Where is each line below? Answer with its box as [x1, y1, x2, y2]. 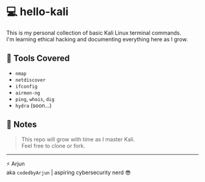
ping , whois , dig [15, 95, 55, 102]
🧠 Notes [6, 119, 37, 130]
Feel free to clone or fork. [21, 142, 85, 149]
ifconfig [15, 83, 38, 89]
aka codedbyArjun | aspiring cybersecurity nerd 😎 [6, 169, 131, 176]
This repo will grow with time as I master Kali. [21, 135, 135, 143]
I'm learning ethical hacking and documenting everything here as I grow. [6, 35, 188, 43]
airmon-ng [15, 89, 41, 96]
